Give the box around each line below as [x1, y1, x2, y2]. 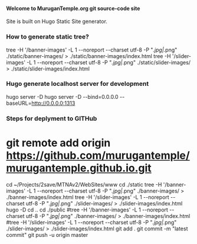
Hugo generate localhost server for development [6, 80, 149, 88]
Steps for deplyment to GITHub [6, 114, 97, 123]
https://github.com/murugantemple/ [6, 149, 190, 162]
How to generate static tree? [6, 33, 90, 41]
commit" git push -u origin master [6, 231, 88, 238]
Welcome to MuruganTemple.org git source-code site [6, 5, 140, 12]
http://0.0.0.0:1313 [31, 99, 75, 107]
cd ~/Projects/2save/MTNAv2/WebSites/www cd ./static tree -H [6, 181, 162, 188]
